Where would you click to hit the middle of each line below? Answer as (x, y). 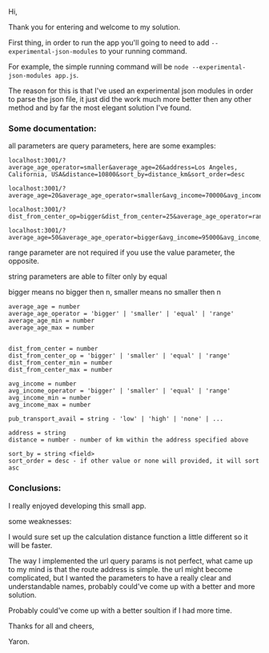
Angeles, (223, 167)
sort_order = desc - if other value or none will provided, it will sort (134, 461)
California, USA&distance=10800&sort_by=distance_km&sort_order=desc (127, 175)
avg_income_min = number (50, 398)
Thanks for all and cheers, (51, 626)
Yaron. (19, 641)
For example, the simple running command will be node (98, 67)
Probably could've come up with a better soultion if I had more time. (120, 610)
